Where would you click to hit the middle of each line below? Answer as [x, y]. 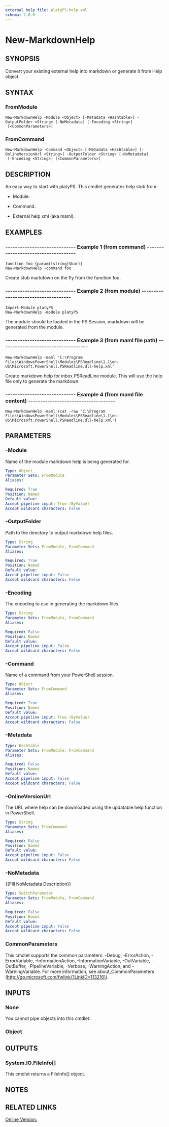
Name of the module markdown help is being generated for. [68, 462]
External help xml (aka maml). [44, 216]
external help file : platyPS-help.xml [46, 10]
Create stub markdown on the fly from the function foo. [63, 277]
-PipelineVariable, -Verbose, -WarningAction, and [79, 966]
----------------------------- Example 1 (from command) [76, 247]
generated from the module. [35, 327]
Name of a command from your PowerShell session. [60, 675]
